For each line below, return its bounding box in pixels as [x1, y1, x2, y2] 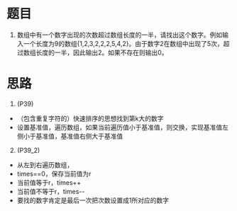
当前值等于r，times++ [16, 178, 82, 187]
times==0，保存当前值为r [16, 169, 92, 178]
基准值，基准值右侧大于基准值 [35, 132, 123, 140]
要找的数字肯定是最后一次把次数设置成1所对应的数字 [16, 195, 170, 205]
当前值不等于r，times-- [16, 187, 85, 195]
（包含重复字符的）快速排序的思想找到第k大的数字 [16, 114, 164, 122]
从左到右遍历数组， [16, 160, 74, 169]
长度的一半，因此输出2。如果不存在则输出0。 [35, 48, 168, 57]
